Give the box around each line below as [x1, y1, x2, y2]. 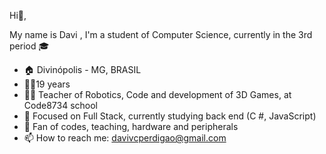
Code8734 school [23, 100, 98, 111]
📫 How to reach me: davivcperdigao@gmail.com [23, 132, 227, 144]
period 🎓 [9, 40, 50, 52]
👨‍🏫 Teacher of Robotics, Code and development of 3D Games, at [23, 89, 292, 100]
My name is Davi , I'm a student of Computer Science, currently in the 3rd [9, 29, 313, 40]
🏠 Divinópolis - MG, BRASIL [23, 64, 142, 75]
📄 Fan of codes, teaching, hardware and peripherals [23, 121, 239, 132]
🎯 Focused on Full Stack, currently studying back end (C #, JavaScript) [23, 110, 317, 122]
